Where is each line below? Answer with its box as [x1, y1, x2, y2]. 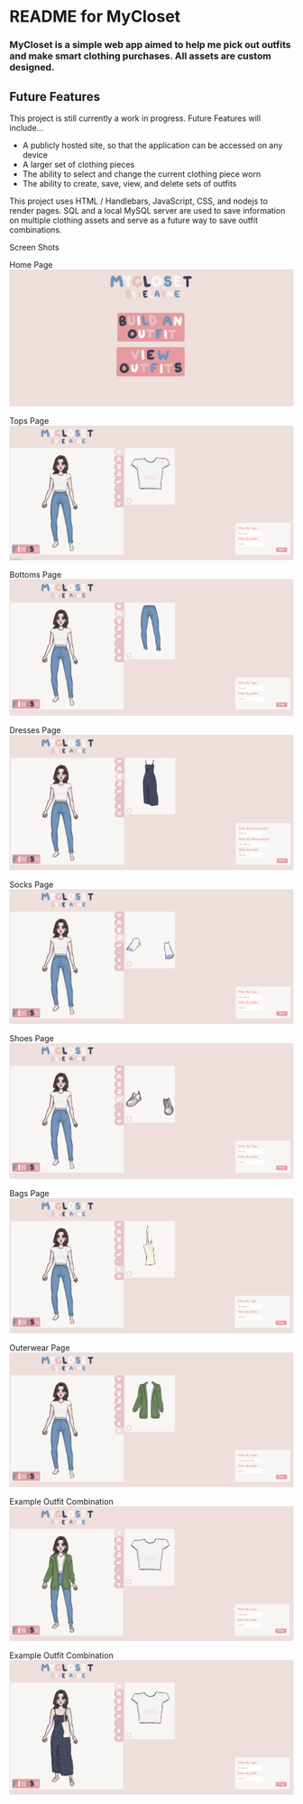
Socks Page [9, 879, 54, 890]
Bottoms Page [9, 570, 62, 581]
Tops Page [9, 415, 50, 426]
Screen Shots [9, 242, 60, 252]
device [22, 149, 48, 160]
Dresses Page [9, 724, 61, 736]
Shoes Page [9, 1033, 54, 1044]
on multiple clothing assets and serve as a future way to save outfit [9, 215, 259, 225]
